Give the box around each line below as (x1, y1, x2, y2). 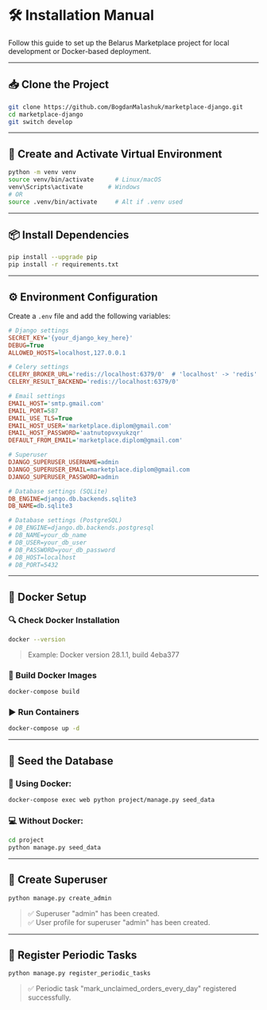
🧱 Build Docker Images (8, 669, 97, 680)
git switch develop (8, 118, 73, 126)
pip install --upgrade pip (8, 253, 98, 261)
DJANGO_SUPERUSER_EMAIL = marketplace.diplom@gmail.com (8, 466, 191, 474)
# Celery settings (8, 363, 69, 371)
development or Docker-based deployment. (8, 46, 152, 56)
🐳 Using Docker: (8, 778, 72, 789)
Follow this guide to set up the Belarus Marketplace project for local (8, 37, 230, 48)
